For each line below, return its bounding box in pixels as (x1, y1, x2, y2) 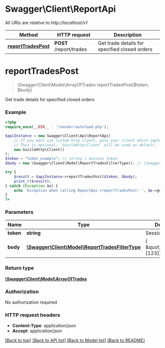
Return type (5, 264, 34, 271)
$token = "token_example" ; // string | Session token (5, 156, 118, 161)
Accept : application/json (12, 328, 62, 334)
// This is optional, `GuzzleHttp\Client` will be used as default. (14, 143, 157, 147)
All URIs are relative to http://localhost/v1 (5, 20, 88, 26)
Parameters (5, 209, 33, 216)
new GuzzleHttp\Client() (14, 147, 65, 152)
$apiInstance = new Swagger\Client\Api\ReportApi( (5, 133, 111, 138)
